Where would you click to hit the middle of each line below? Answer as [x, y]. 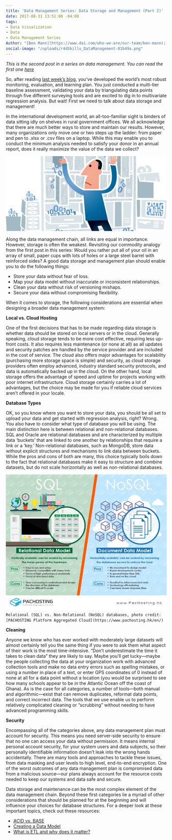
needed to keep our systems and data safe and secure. [64, 779]
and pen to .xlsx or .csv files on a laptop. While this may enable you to [79, 138]
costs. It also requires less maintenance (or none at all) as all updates [90, 344]
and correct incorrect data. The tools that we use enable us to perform [80, 699]
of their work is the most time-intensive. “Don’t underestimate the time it [82, 651]
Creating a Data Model [37, 826]
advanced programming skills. [38, 710]
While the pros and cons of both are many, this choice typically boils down [84, 456]
